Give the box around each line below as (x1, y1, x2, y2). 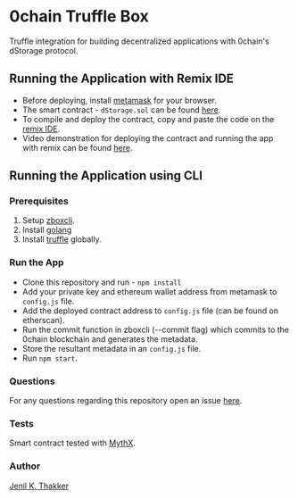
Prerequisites (9, 195, 69, 207)
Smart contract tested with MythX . (9, 437, 137, 448)
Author (9, 460, 41, 472)
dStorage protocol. (9, 45, 79, 55)
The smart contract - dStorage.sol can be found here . (21, 104, 221, 115)
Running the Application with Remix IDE (9, 71, 235, 87)
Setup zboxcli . (21, 215, 75, 226)
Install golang (21, 225, 72, 236)
